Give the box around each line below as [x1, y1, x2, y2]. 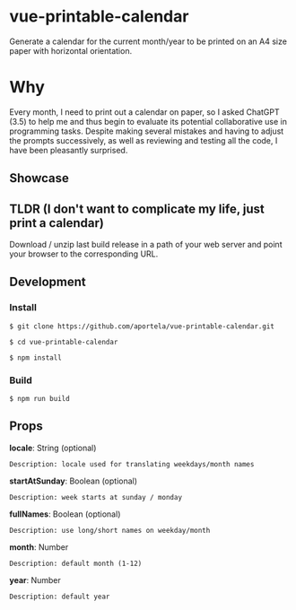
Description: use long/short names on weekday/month [9, 526, 211, 535]
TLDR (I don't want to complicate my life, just [9, 201, 265, 216]
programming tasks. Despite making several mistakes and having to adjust [9, 126, 284, 136]
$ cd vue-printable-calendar [9, 337, 118, 346]
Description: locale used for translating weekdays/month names [9, 459, 255, 468]
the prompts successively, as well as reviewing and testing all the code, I [9, 135, 278, 145]
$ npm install [9, 353, 63, 362]
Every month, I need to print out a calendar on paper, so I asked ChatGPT [9, 106, 280, 118]
